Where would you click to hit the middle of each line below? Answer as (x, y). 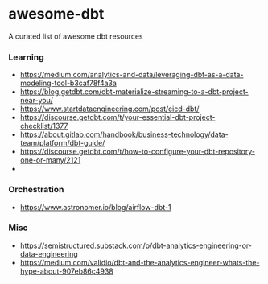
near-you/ (37, 101)
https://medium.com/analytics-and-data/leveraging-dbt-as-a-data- (132, 75)
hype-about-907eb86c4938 (67, 271)
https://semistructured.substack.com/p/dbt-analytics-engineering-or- (136, 245)
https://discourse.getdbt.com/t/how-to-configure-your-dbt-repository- (138, 152)
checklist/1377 (44, 126)
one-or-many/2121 (50, 160)
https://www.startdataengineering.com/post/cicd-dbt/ (109, 109)
